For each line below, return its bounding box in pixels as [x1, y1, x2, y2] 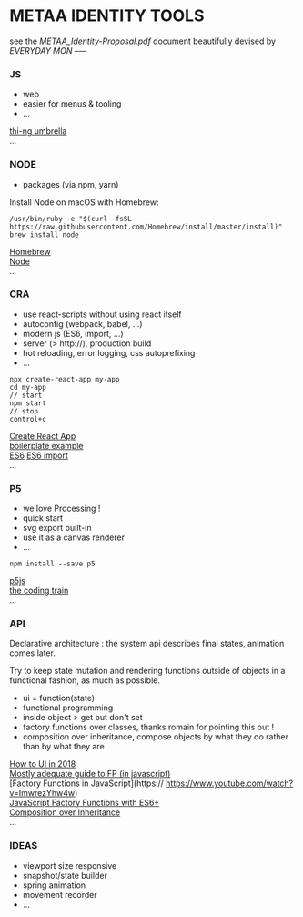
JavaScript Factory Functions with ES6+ [9, 798, 160, 809]
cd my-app [9, 382, 47, 392]
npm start [9, 398, 47, 408]
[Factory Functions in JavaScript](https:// [9, 778, 164, 789]
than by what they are [22, 741, 105, 752]
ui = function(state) [22, 693, 96, 704]
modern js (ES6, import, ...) [22, 328, 125, 339]
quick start [22, 513, 64, 524]
